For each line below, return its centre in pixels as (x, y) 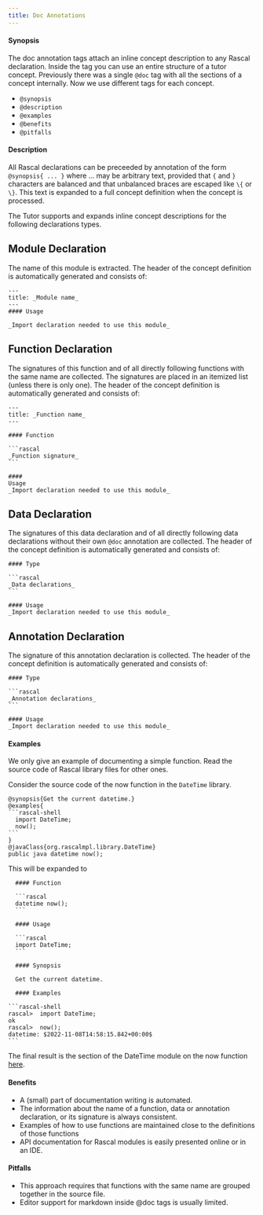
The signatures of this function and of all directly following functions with (126, 368)
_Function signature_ (44, 456)
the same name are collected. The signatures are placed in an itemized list (128, 376)
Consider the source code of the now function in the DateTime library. (120, 785)
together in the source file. (62, 1194)
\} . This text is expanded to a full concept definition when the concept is (126, 193)
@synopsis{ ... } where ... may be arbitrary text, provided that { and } (122, 176)
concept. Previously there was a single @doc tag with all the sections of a (125, 75)
